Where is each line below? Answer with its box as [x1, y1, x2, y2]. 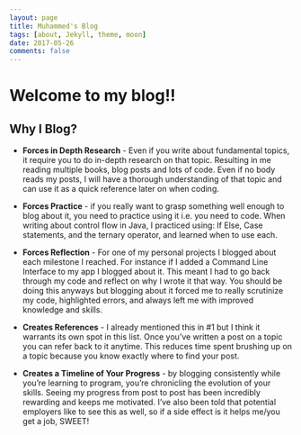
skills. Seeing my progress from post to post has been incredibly [22, 387, 261, 398]
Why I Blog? [9, 121, 78, 136]
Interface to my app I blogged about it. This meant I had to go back [22, 267, 270, 277]
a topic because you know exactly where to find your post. [22, 350, 240, 361]
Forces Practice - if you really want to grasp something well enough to [22, 201, 285, 212]
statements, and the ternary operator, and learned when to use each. [22, 230, 279, 240]
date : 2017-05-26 [9, 38, 75, 48]
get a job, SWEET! [22, 416, 90, 427]
